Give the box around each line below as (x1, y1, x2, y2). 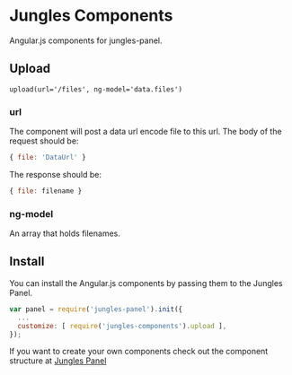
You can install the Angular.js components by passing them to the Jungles (9, 277, 283, 288)
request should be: (9, 135, 79, 146)
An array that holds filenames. (9, 228, 121, 239)
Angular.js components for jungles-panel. (9, 35, 164, 46)
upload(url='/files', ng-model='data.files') (9, 84, 182, 94)
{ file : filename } (9, 186, 83, 196)
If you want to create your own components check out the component (9, 346, 269, 357)
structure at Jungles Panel (9, 355, 107, 366)
